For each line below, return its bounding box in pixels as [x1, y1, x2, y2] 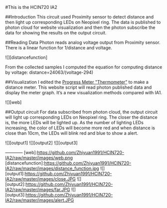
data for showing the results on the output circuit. [5, 30, 107, 35]
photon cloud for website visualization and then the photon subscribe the [5, 24, 156, 30]
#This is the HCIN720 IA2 [5, 4, 57, 10]
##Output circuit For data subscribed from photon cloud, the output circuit [5, 109, 158, 115]
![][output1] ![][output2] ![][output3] [5, 140, 78, 146]
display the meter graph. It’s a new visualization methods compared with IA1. [5, 90, 162, 95]
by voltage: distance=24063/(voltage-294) [5, 69, 94, 75]
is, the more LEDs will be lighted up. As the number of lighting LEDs [5, 120, 144, 125]
